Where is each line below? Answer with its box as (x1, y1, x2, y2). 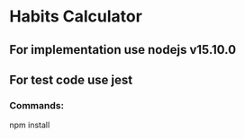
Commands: (9, 99, 65, 111)
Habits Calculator (9, 6, 142, 27)
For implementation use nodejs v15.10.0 (9, 42, 237, 57)
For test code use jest (9, 72, 133, 87)
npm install (9, 119, 50, 131)
